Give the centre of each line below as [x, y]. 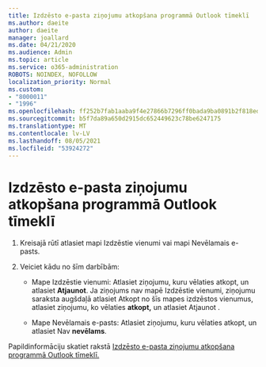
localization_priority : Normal [60, 82]
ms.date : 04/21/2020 [42, 45]
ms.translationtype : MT [47, 126]
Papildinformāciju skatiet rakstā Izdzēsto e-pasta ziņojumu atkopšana [122, 346]
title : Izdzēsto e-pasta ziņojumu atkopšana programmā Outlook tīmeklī [129, 15]
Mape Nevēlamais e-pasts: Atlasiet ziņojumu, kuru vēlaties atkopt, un [144, 323]
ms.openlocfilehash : [42, 112]
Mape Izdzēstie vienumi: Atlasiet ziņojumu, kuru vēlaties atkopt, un [140, 282]
